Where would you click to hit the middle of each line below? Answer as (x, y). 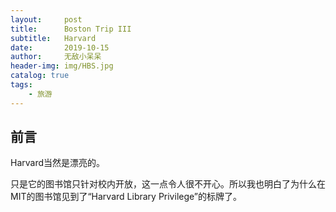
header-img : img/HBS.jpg (62, 66)
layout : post (46, 19)
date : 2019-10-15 (60, 47)
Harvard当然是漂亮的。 (58, 163)
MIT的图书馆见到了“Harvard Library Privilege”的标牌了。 (126, 197)
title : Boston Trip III (71, 29)
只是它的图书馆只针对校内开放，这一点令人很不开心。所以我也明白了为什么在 (168, 184)
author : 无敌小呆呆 (56, 57)
